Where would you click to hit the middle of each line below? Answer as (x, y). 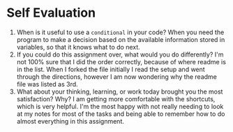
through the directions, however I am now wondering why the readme (117, 76)
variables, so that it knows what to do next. (78, 47)
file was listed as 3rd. (47, 84)
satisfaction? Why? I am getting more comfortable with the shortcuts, (116, 98)
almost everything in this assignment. (70, 121)
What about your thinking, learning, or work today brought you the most (120, 91)
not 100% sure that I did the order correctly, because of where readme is (121, 61)
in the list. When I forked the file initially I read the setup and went (111, 69)
